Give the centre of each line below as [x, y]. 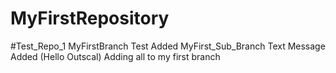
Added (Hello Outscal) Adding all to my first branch [115, 56]
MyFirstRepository [90, 18]
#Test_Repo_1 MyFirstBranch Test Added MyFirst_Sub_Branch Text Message [168, 46]
